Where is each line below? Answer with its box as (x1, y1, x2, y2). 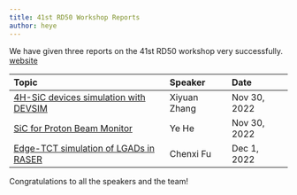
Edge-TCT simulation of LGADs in (13, 142, 155, 154)
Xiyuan (169, 90, 199, 103)
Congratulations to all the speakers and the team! (9, 175, 188, 186)
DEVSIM (13, 102, 49, 114)
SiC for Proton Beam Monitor (13, 121, 133, 134)
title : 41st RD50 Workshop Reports (9, 12, 141, 22)
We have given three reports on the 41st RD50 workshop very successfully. (9, 45, 284, 56)
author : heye (9, 21, 57, 30)
